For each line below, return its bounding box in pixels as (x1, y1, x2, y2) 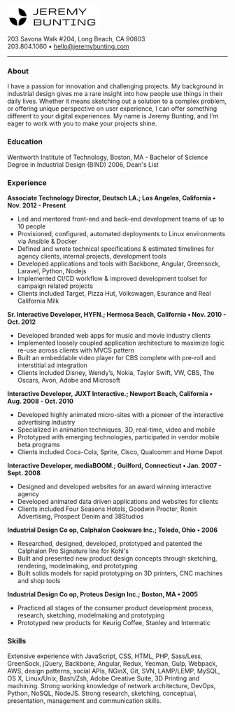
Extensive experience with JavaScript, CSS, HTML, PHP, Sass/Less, (7, 652, 203, 660)
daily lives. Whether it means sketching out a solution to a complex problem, (7, 97, 227, 106)
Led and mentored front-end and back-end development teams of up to (17, 214, 225, 223)
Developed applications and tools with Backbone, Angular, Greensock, (17, 259, 220, 268)
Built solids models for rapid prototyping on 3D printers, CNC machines (17, 569, 223, 577)
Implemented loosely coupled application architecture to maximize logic (17, 338, 225, 347)
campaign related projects (17, 282, 93, 290)
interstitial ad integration (17, 361, 87, 369)
